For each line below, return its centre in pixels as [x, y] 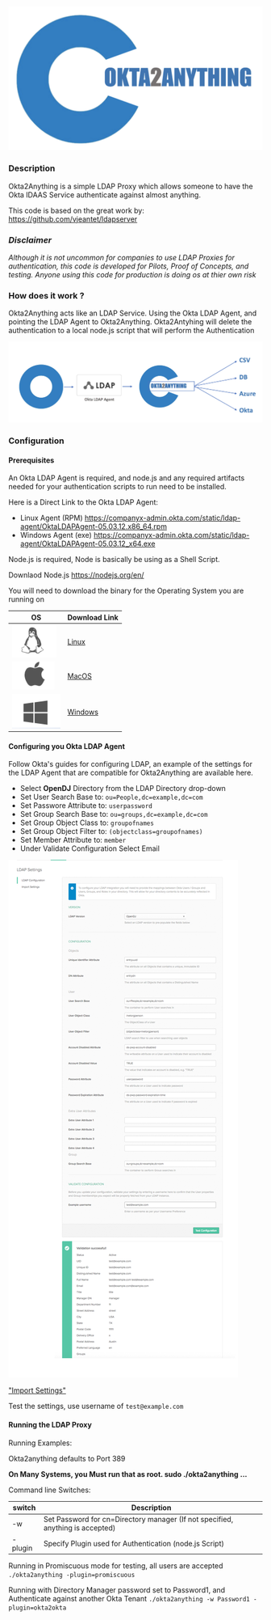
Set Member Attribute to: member [73, 840]
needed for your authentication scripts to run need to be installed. [118, 487]
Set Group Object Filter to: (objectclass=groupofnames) [111, 831]
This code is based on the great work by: [77, 210]
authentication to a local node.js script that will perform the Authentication [131, 331]
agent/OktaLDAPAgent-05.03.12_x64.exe [88, 544]
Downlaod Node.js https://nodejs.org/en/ [76, 575]
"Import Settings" [37, 1390]
